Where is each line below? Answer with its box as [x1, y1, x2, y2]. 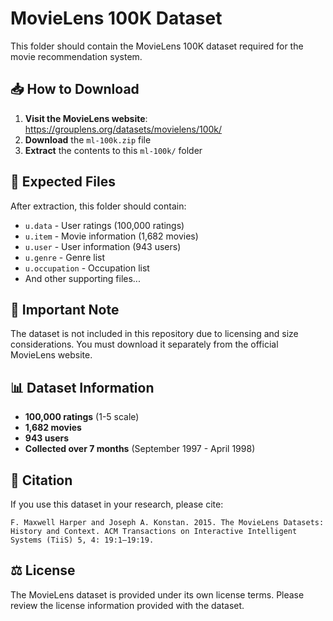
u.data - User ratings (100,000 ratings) [24, 219, 185, 231]
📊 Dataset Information [10, 379, 155, 396]
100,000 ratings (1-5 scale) [24, 411, 140, 423]
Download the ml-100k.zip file [24, 133, 152, 146]
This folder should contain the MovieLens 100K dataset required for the [10, 40, 304, 52]
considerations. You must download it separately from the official [10, 338, 279, 351]
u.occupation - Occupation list [24, 262, 150, 274]
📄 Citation [10, 472, 73, 489]
